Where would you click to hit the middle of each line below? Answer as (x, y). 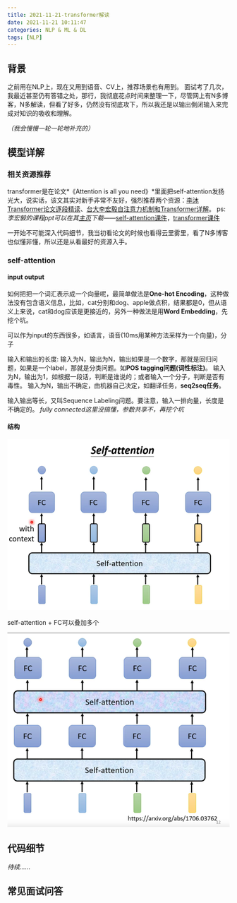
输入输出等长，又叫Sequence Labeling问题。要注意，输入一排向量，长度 (113, 400)
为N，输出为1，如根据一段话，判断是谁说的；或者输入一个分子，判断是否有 (116, 376)
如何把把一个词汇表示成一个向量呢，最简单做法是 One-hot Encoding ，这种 (115, 294)
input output (26, 277)
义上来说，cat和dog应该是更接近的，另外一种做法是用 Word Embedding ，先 (117, 311)
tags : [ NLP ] (25, 37)
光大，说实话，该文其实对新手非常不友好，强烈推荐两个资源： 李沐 (103, 200)
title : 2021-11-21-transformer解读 (59, 15)
